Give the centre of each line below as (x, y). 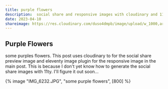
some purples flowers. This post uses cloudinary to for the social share (78, 56)
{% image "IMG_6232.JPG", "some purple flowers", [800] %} (68, 81)
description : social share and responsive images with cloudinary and (81, 14)
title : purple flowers (29, 10)
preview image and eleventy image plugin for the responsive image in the (81, 61)
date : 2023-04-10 (23, 19)
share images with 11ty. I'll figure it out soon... (52, 72)
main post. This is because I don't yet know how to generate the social (78, 66)
